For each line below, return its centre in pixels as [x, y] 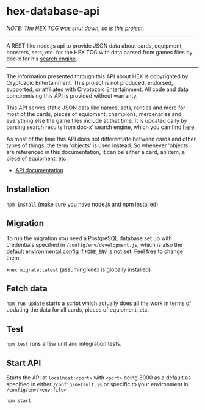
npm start [19, 401]
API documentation [39, 170]
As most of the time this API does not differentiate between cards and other [101, 139]
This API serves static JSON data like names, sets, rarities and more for [96, 108]
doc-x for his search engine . [42, 59]
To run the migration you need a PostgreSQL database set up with [89, 238]
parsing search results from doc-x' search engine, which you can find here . [101, 127]
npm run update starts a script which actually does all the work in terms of [99, 303]
